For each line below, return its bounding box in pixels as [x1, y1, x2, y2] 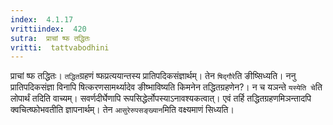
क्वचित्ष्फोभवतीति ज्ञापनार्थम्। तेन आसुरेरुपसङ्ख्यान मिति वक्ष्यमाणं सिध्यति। [10, 104, 235, 116]
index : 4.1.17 [10, 14, 74, 25]
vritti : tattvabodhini [10, 42, 110, 53]
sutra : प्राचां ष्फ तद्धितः [10, 33, 91, 43]
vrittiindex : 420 [10, 24, 87, 34]
